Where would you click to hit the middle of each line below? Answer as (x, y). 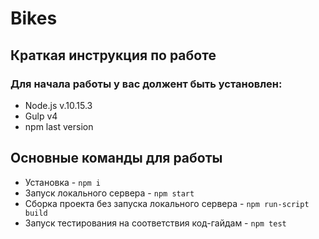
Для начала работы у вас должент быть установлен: (146, 84)
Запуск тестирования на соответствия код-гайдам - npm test (155, 223)
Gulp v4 (41, 116)
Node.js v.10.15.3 (58, 105)
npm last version (59, 126)
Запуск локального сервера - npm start (109, 193)
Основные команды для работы (116, 158)
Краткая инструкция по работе (113, 55)
